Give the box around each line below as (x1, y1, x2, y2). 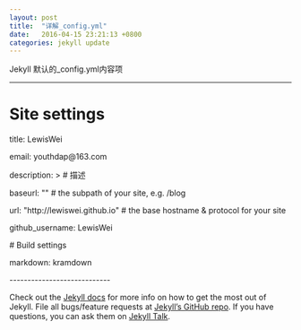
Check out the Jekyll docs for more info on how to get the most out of (9, 292, 267, 303)
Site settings (9, 104, 106, 125)
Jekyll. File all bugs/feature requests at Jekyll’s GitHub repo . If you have (9, 301, 274, 312)
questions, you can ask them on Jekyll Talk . (9, 311, 171, 322)
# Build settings (9, 239, 67, 251)
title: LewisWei (9, 134, 63, 144)
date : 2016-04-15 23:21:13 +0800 (9, 30, 142, 39)
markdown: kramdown (9, 257, 92, 268)
